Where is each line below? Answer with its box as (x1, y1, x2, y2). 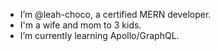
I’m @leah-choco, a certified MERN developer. (19, 9, 212, 20)
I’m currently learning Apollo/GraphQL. (19, 30, 180, 41)
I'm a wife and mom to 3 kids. (19, 19, 142, 31)
